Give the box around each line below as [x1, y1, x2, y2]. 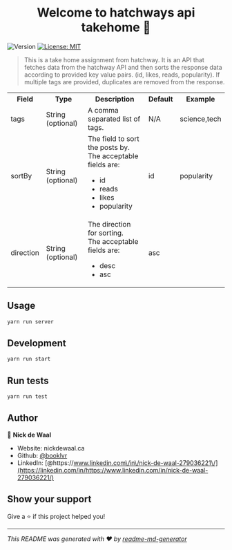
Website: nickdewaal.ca [17, 444, 85, 452]
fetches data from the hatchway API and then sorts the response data [23, 63, 222, 71]
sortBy [10, 171, 32, 180]
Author [7, 413, 38, 424]
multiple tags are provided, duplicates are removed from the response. [23, 77, 225, 86]
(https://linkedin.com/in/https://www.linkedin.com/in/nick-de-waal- [17, 466, 209, 474]
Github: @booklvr [17, 451, 68, 459]
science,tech [179, 114, 222, 124]
